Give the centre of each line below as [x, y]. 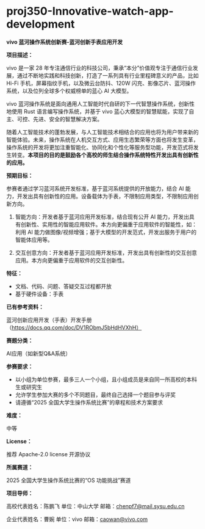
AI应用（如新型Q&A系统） [39, 353]
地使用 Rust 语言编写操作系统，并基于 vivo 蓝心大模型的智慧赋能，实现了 [98, 111]
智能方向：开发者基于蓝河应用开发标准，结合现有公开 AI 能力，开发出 [102, 217]
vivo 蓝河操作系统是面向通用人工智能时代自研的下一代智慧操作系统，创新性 [101, 104]
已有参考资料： [25, 307]
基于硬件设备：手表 [39, 294]
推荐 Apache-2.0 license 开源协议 [49, 454]
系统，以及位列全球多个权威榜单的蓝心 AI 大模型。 [69, 90]
